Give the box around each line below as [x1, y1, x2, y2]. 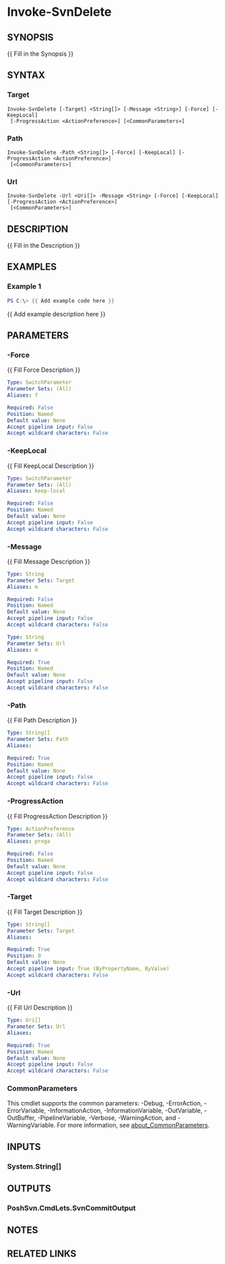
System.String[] [7, 1161, 62, 1171]
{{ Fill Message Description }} [7, 557, 90, 565]
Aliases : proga [7, 838, 51, 845]
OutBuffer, [7, 1114, 36, 1122]
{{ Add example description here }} [7, 309, 106, 318]
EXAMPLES [7, 261, 57, 273]
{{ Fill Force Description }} [7, 366, 81, 374]
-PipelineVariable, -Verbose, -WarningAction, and [37, 1114, 176, 1122]
